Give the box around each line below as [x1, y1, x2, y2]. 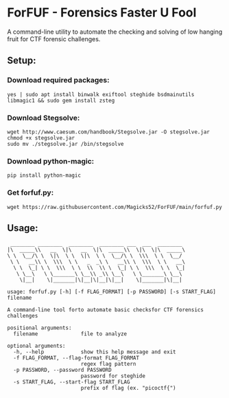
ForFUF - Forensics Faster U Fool [7, 5, 197, 21]
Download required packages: [7, 76, 110, 85]
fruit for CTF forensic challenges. [7, 34, 101, 43]
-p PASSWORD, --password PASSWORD [13, 366, 112, 374]
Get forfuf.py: [7, 188, 54, 197]
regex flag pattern [80, 361, 136, 368]
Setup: [7, 55, 36, 67]
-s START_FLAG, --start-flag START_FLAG [13, 379, 130, 386]
